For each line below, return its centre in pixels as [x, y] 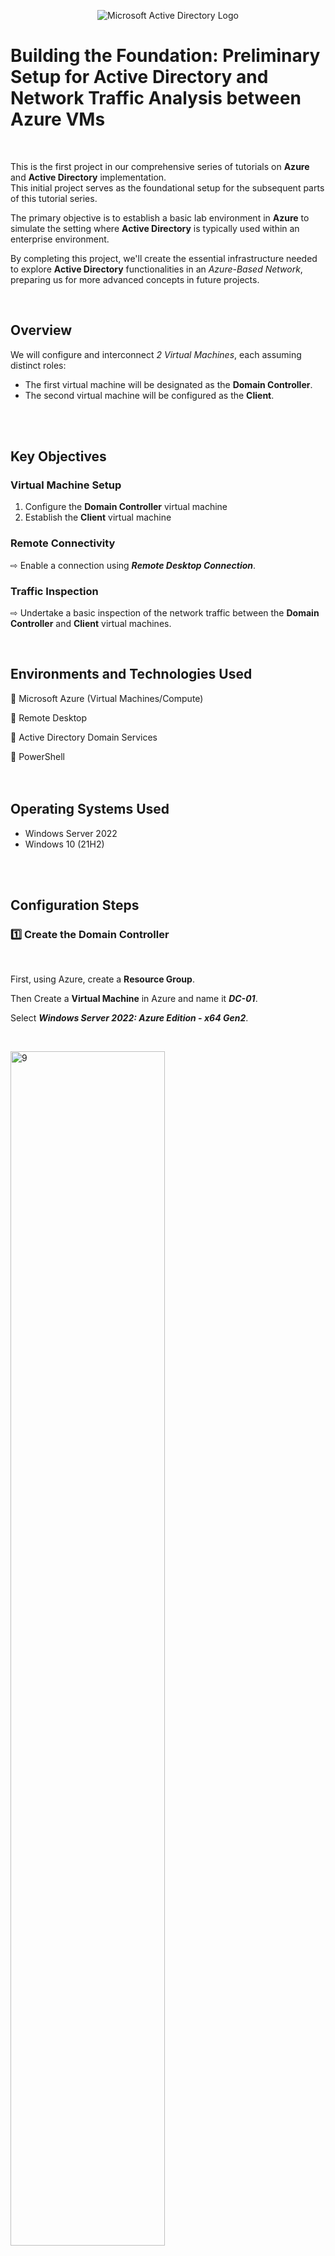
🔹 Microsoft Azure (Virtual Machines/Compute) [107, 698]
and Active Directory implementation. [88, 177]
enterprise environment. [60, 239]
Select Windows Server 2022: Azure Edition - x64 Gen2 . [129, 1018]
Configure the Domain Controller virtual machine [126, 507]
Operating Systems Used [90, 809]
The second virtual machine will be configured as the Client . [149, 395]
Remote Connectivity [63, 543]
